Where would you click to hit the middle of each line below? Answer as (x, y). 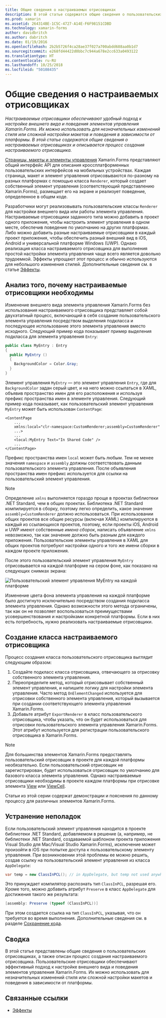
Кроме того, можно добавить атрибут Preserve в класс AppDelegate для (80, 889)
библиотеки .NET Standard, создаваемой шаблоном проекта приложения (83, 839)
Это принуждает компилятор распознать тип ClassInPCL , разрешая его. (81, 884)
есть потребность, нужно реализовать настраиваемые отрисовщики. (79, 622)
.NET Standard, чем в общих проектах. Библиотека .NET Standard (74, 503)
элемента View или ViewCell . (36, 786)
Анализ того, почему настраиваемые (66, 285)
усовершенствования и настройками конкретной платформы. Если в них (83, 616)
